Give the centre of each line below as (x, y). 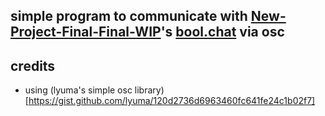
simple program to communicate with (129, 16)
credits (33, 65)
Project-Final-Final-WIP (86, 32)
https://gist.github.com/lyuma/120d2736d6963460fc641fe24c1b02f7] (172, 101)
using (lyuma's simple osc (78, 90)
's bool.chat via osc (222, 32)
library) (149, 90)
